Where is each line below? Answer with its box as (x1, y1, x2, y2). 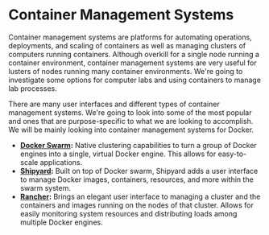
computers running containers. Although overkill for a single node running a (8, 49, 260, 59)
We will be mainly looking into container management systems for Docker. (8, 125, 255, 134)
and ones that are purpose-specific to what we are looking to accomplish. (8, 116, 254, 126)
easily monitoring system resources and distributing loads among (19, 208, 238, 218)
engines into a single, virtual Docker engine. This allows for (19, 149, 217, 159)
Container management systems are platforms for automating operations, (8, 32, 252, 42)
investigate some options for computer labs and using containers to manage (8, 75, 262, 85)
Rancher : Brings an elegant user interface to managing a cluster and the (19, 192, 261, 201)
